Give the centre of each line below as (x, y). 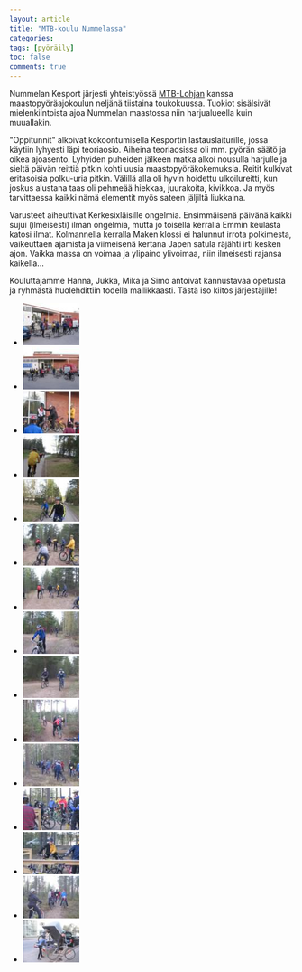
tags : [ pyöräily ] (42, 48)
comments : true (38, 67)
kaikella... (27, 263)
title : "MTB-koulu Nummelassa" (68, 28)
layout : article (40, 19)
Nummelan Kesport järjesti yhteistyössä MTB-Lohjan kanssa (121, 94)
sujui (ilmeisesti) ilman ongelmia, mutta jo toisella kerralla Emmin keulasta (145, 225)
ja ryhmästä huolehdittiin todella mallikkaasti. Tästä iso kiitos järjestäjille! (143, 290)
